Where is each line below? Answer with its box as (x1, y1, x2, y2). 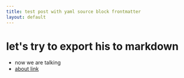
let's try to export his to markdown (6, 40, 179, 53)
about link (14, 66, 40, 73)
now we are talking (14, 59, 61, 66)
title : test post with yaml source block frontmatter (6, 8, 142, 15)
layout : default (6, 14, 46, 20)
